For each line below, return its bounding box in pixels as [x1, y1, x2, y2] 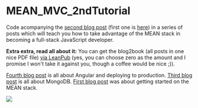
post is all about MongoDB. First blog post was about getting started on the [6, 78, 189, 85]
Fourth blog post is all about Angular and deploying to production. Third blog [6, 71, 193, 78]
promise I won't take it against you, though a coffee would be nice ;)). [6, 60, 176, 67]
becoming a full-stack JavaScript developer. [6, 36, 114, 43]
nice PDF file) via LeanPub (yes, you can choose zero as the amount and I [6, 54, 186, 61]
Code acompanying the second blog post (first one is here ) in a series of [6, 24, 183, 31]
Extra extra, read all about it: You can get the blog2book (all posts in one [6, 47, 184, 54]
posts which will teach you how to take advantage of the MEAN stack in [6, 30, 181, 37]
